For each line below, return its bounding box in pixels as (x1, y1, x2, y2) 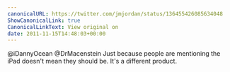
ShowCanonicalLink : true (7, 17, 81, 24)
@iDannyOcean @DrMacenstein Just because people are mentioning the (7, 49, 221, 58)
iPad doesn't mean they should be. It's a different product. (7, 57, 178, 66)
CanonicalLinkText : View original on (7, 23, 119, 30)
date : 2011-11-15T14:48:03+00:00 (7, 30, 106, 37)
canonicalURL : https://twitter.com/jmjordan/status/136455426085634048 (7, 10, 223, 18)
